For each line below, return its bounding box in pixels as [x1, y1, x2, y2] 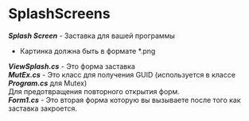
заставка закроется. [8, 104, 78, 113]
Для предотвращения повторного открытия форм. [8, 86, 181, 96]
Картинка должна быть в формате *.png [19, 46, 156, 55]
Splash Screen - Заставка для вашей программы [8, 31, 175, 40]
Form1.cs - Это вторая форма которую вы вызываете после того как [8, 95, 241, 104]
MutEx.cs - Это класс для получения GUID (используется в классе [8, 70, 236, 79]
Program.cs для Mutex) [8, 78, 88, 88]
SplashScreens [8, 5, 111, 23]
